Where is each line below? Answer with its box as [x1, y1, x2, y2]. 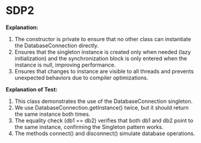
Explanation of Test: [5, 85, 58, 93]
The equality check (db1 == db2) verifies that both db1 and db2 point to [14, 116, 194, 124]
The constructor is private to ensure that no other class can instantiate [14, 35, 191, 42]
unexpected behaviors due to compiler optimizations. [14, 74, 149, 81]
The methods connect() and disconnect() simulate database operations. [14, 130, 196, 137]
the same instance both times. [14, 110, 91, 118]
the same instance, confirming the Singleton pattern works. [14, 123, 164, 130]
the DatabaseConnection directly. [14, 42, 99, 49]
